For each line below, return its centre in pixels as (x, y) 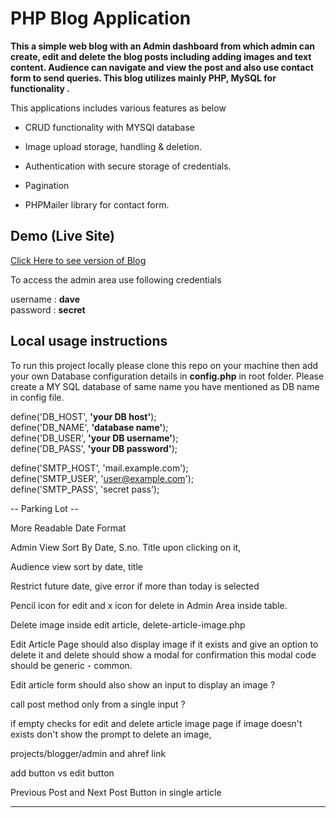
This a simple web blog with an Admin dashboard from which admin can (163, 46)
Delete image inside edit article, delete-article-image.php (128, 624)
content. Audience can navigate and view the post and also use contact (162, 67)
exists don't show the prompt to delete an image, (111, 734)
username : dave (45, 299)
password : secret (48, 309)
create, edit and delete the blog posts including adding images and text (161, 56)
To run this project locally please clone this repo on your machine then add (164, 365)
